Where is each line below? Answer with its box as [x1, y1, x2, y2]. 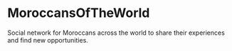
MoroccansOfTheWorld [7, 5, 150, 21]
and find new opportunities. [7, 35, 89, 44]
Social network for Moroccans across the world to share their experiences [7, 28, 226, 37]
